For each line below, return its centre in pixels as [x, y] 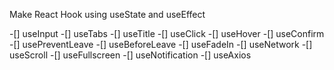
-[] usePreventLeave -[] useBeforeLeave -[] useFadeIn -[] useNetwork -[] [161, 44]
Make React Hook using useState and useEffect [107, 14]
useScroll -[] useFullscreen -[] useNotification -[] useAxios [130, 55]
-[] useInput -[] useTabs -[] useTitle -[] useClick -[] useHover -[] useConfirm [167, 33]
